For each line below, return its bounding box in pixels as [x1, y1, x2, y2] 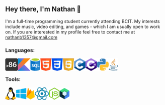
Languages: [5, 46, 35, 53]
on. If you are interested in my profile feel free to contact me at [5, 28, 135, 35]
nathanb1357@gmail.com [5, 34, 58, 40]
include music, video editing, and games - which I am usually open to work [5, 23, 160, 29]
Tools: [5, 76, 21, 83]
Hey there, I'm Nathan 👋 [5, 5, 81, 13]
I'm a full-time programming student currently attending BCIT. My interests [5, 18, 160, 24]
